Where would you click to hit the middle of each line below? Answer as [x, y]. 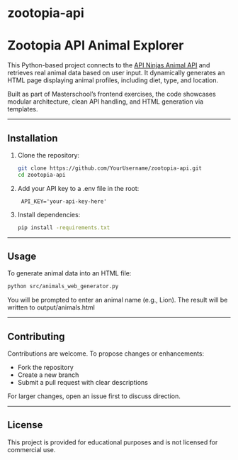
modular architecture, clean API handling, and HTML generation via [106, 102]
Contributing [36, 336]
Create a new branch [48, 375]
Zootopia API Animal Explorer [96, 46]
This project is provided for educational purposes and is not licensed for [113, 442]
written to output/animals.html [51, 307]
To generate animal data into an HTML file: [69, 273]
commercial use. [32, 449]
